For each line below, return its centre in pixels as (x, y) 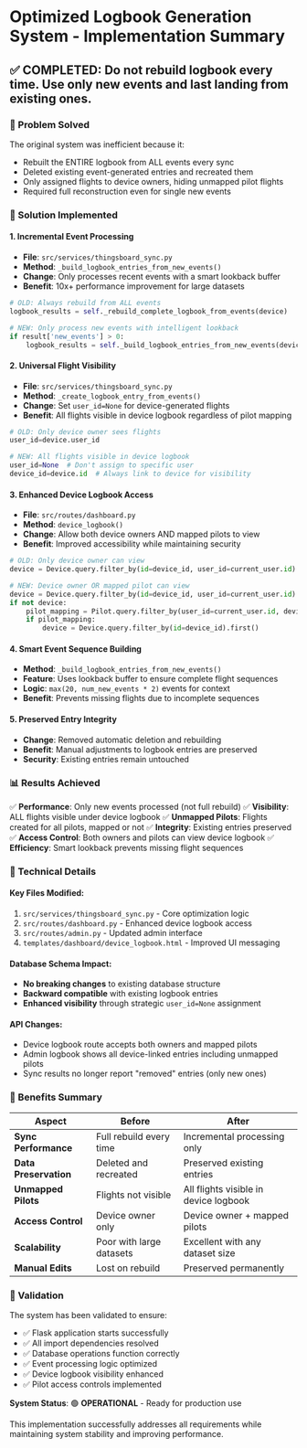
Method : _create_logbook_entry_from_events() (112, 396)
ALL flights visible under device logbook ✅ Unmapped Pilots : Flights (138, 816)
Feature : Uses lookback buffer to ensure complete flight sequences (150, 679)
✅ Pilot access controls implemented (92, 1384)
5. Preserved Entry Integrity (63, 719)
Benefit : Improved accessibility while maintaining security (132, 544)
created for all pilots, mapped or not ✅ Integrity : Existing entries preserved (151, 827)
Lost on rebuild (128, 1268)
